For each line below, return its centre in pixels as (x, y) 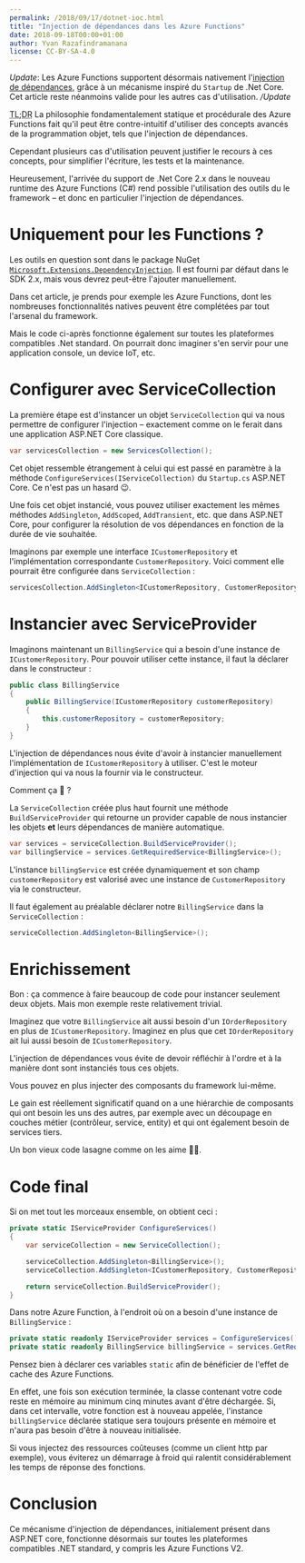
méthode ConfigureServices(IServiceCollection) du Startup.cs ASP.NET (148, 477)
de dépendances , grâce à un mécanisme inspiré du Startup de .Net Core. (147, 87)
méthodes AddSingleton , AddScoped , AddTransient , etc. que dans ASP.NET (147, 514)
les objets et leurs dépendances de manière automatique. (117, 827)
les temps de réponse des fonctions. (78, 1468)
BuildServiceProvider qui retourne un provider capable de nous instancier (148, 817)
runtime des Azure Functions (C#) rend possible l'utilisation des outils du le (150, 188)
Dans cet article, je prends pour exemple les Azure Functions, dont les (141, 297)
